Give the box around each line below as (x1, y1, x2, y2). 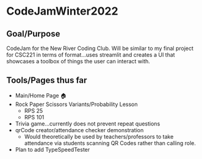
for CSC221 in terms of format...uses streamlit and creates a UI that (6, 51, 175, 58)
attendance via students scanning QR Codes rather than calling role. (24, 139, 197, 147)
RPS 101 (24, 113, 45, 121)
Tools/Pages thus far (6, 75, 87, 86)
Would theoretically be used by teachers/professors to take (24, 133, 174, 140)
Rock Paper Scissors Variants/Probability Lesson (15, 101, 138, 108)
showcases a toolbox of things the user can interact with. (6, 58, 151, 65)
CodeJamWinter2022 (6, 4, 118, 18)
